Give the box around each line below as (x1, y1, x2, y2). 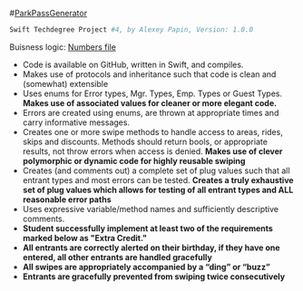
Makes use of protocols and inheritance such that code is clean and (22, 68, 277, 80)
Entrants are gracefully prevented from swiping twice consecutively (22, 271, 286, 282)
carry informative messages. (22, 117, 130, 128)
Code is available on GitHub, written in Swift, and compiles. (22, 59, 244, 70)
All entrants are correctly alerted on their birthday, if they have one (22, 242, 280, 253)
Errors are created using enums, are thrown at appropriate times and (22, 107, 279, 118)
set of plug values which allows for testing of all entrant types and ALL (22, 184, 294, 195)
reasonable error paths (22, 194, 112, 205)
